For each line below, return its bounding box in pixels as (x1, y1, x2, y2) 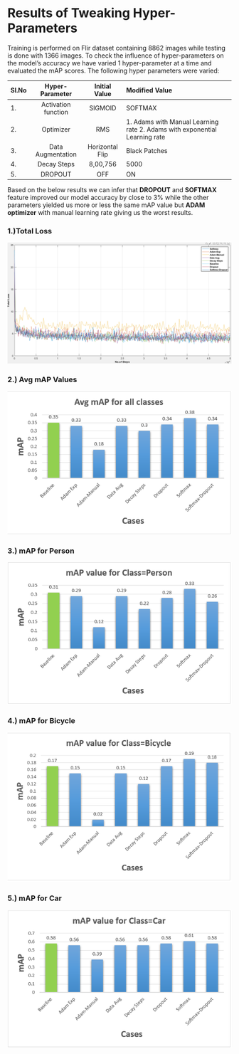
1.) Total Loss (7, 226, 52, 236)
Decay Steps (37, 160, 75, 169)
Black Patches (126, 146, 168, 154)
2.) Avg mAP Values (7, 375, 78, 385)
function (43, 107, 69, 116)
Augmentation (35, 150, 77, 159)
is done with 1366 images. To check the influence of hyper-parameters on (7, 51, 224, 60)
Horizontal (87, 142, 119, 151)
